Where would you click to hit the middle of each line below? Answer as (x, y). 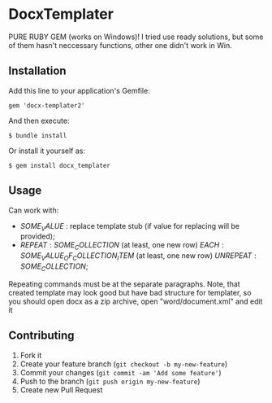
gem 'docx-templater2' (47, 105)
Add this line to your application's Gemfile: (79, 90)
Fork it (31, 355)
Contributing (41, 336)
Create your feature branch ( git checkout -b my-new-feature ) (124, 364)
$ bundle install (38, 135)
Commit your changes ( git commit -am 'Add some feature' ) (121, 372)
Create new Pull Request (61, 390)
